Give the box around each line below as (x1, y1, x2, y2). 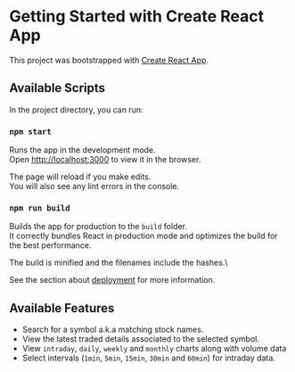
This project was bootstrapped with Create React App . (9, 54, 209, 65)
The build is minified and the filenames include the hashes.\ (9, 257, 228, 269)
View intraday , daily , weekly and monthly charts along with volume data (21, 343, 287, 354)
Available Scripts (9, 80, 105, 95)
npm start (9, 127, 52, 136)
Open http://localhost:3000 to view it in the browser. (9, 154, 201, 165)
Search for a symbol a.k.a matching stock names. (21, 324, 204, 335)
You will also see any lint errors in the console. (9, 181, 180, 192)
